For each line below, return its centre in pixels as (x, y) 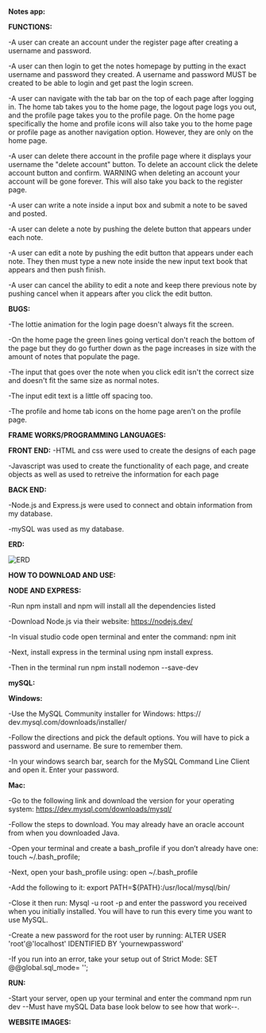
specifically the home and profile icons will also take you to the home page (130, 124)
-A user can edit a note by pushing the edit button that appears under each (131, 253)
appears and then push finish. (57, 270)
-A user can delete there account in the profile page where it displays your (130, 156)
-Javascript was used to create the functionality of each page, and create (129, 466)
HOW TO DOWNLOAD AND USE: (62, 575)
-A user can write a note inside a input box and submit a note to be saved (128, 205)
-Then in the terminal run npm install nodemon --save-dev (103, 667)
